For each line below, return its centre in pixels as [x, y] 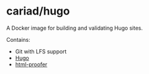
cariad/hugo [38, 11]
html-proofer [31, 64]
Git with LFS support [41, 51]
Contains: [18, 39]
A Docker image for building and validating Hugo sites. [74, 28]
